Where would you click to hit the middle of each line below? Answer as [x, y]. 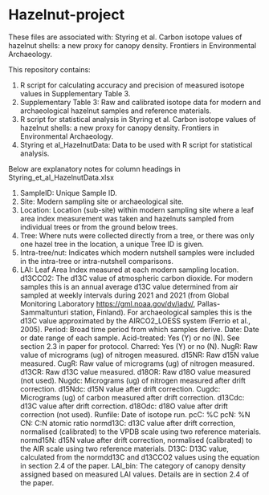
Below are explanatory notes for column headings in [94, 168]
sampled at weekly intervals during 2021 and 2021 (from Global [124, 295]
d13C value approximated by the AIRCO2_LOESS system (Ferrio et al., [135, 321]
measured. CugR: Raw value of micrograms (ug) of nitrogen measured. [137, 363]
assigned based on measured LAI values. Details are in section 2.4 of [134, 474]
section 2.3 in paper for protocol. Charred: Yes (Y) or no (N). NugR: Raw [139, 346]
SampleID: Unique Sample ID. [69, 193]
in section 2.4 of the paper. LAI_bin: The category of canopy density [133, 465]
